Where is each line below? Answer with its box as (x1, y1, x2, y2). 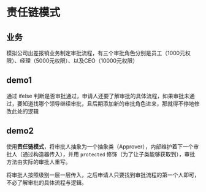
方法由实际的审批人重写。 (6, 158, 71, 166)
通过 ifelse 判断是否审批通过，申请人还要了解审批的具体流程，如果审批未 (6, 92, 190, 99)
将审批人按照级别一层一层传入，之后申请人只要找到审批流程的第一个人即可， (6, 171, 200, 179)
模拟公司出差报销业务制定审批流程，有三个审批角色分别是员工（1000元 (6, 50, 186, 56)
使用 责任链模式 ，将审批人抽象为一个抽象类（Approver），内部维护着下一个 (6, 142, 194, 150)
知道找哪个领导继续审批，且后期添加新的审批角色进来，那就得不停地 (22, 99, 194, 107)
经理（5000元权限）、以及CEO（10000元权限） (19, 57, 139, 64)
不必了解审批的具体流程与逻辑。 (6, 179, 87, 186)
